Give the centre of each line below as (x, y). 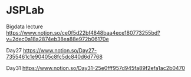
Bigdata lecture (24, 26)
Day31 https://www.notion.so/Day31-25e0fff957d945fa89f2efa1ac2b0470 (96, 68)
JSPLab (25, 10)
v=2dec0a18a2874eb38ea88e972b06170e (57, 39)
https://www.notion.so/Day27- (60, 50)
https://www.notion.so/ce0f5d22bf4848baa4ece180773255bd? (83, 32)
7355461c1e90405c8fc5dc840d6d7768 (55, 56)
